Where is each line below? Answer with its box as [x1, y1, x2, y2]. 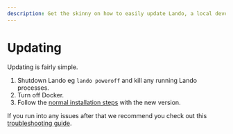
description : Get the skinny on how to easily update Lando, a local [7, 10, 213, 17]
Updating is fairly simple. [7, 63, 78, 71]
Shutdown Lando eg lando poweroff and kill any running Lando [17, 76, 198, 84]
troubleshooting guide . [7, 119, 72, 127]
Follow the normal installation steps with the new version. [17, 98, 182, 106]
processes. [17, 84, 50, 92]
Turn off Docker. [17, 90, 64, 99]
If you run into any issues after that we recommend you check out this [7, 111, 207, 119]
